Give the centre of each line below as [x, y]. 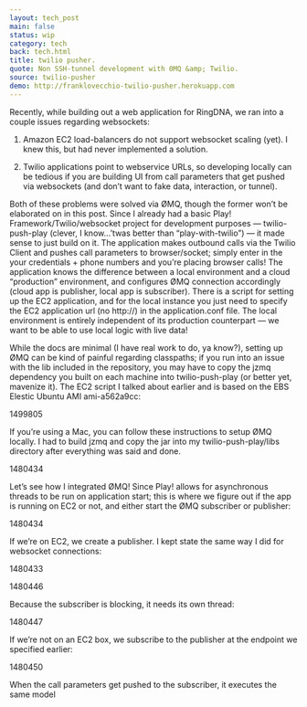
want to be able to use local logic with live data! [99, 330]
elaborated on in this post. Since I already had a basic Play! [121, 213]
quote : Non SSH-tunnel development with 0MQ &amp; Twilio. [124, 69]
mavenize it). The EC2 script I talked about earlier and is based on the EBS [149, 386]
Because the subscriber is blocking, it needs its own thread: [122, 604]
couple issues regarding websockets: [80, 121]
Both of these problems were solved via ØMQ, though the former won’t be [148, 204]
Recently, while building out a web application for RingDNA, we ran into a [147, 111]
